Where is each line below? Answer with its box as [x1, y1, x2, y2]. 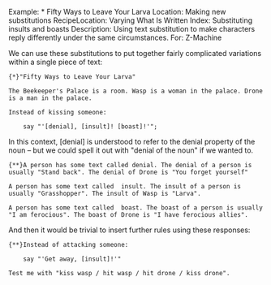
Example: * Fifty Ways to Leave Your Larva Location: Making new [8, 7, 226, 16]
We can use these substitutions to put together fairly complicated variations [8, 49, 262, 58]
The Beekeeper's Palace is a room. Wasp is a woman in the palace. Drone [8, 87, 264, 95]
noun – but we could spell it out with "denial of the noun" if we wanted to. [8, 145, 254, 155]
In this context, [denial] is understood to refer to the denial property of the [8, 137, 256, 146]
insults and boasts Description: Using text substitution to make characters [8, 24, 256, 33]
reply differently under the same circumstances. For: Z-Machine [8, 32, 222, 42]
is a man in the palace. [8, 94, 92, 102]
